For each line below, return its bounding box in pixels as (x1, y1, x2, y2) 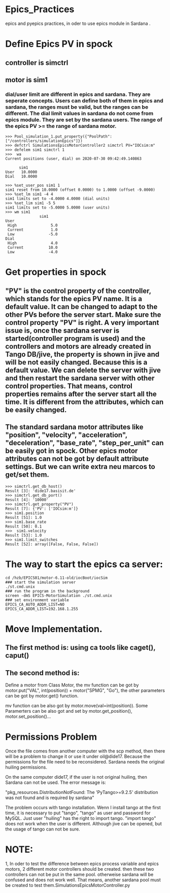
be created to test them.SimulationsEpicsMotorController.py (5, 882, 130, 888)
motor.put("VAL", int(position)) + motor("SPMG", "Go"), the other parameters (5, 687, 165, 693)
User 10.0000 (5, 170, 38, 175)
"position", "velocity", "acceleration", (5, 431, 128, 440)
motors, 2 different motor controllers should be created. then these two (5, 866, 154, 872)
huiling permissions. (5, 764, 47, 770)
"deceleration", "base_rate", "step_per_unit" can (5, 439, 164, 447)
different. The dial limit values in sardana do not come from (5, 110, 154, 117)
